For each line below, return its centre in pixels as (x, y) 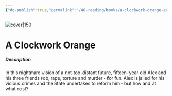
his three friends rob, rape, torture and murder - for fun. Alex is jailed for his (85, 78)
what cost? (17, 89)
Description (18, 60)
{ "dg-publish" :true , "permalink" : (41, 10)
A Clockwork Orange (50, 45)
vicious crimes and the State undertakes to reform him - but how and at (81, 83)
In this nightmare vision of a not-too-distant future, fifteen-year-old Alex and (86, 73)
